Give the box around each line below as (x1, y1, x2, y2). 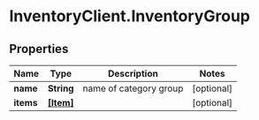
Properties (9, 41, 69, 56)
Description (107, 68, 159, 79)
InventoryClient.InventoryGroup (9, 6, 250, 26)
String (47, 82, 74, 94)
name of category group (82, 82, 184, 94)
